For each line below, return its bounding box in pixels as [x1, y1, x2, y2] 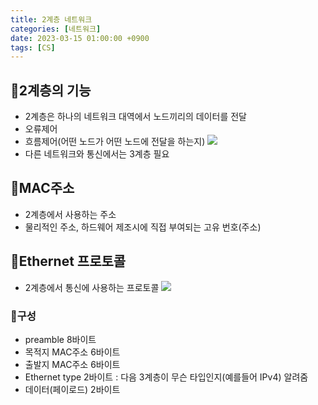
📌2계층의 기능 [10, 82, 92, 99]
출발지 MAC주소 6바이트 [24, 358, 121, 370]
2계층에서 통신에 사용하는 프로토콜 [24, 281, 160, 293]
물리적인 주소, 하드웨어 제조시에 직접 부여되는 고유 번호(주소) [24, 221, 262, 233]
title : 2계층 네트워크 [10, 14, 93, 25]
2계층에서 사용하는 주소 [24, 208, 117, 220]
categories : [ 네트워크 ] [10, 24, 102, 34]
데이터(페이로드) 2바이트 [24, 383, 121, 395]
